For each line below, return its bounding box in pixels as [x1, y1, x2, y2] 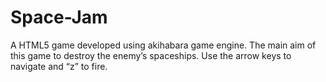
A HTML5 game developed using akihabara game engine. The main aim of [10, 39, 317, 51]
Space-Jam [10, 6, 108, 29]
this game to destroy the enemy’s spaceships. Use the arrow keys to [10, 49, 292, 61]
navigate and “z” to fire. [10, 60, 108, 72]
